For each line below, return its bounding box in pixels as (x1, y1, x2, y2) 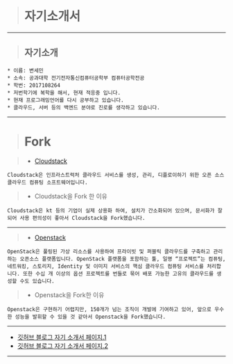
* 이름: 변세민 (7, 67, 44, 74)
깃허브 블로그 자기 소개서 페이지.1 (17, 333, 107, 341)
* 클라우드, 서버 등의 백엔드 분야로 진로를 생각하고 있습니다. (7, 104, 161, 111)
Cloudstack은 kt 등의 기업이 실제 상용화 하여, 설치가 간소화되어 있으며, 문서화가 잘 (7, 207, 223, 214)
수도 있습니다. (19, 278, 55, 285)
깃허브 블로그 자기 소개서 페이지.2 (17, 341, 109, 350)
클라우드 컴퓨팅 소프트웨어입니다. (7, 179, 88, 186)
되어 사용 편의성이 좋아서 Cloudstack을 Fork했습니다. (7, 214, 146, 221)
